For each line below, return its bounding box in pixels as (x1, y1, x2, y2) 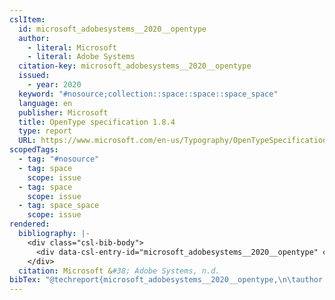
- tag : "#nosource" (18, 154, 100, 164)
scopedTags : (9, 145, 59, 155)
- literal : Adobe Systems (27, 52, 136, 62)
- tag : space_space (18, 201, 100, 211)
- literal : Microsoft (27, 42, 117, 53)
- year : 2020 (27, 80, 82, 90)
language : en (18, 98, 73, 108)
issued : (18, 71, 51, 81)
